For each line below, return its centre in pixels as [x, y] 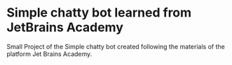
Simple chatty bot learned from [99, 13]
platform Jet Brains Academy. [49, 54]
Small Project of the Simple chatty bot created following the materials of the [116, 46]
